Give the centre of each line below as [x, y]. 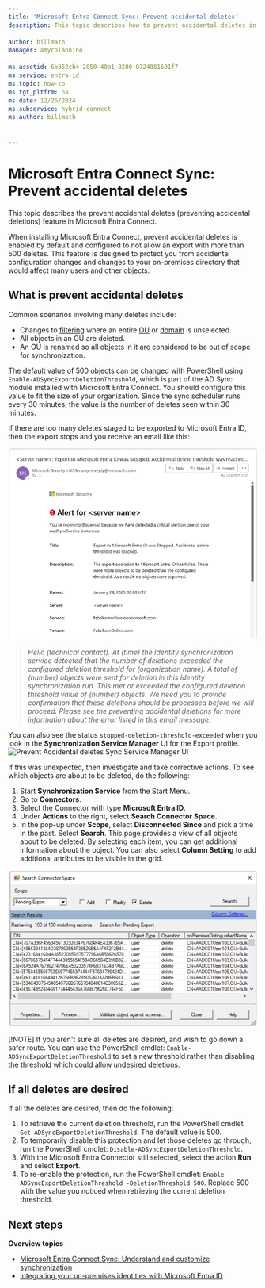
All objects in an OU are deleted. [72, 338]
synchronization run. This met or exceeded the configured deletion [136, 685]
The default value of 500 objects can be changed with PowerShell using [126, 370]
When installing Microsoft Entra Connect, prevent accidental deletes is [123, 236]
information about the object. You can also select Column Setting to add [138, 849]
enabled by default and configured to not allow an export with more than [126, 245]
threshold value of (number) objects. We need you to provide [127, 694]
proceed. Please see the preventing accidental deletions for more [134, 711]
